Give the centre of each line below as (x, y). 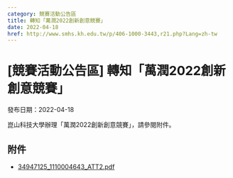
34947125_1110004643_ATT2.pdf (66, 167)
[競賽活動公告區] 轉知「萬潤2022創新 (116, 71)
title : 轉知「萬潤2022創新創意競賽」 (57, 21)
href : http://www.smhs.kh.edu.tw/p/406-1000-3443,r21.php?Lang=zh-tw (113, 34)
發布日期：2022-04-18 (41, 110)
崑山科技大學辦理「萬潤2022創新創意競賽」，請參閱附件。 (91, 125)
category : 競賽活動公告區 (42, 14)
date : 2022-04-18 (33, 27)
